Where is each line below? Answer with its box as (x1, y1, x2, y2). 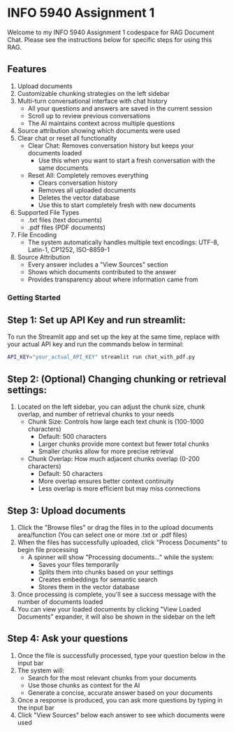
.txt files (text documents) (27, 216, 103, 224)
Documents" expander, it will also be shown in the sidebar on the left (17, 612, 215, 621)
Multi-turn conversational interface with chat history (17, 97, 168, 105)
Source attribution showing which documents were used (17, 126, 180, 134)
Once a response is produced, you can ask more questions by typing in (17, 696, 223, 704)
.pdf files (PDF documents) (27, 223, 106, 232)
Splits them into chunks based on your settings (38, 568, 174, 576)
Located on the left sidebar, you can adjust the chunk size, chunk (17, 402, 205, 411)
